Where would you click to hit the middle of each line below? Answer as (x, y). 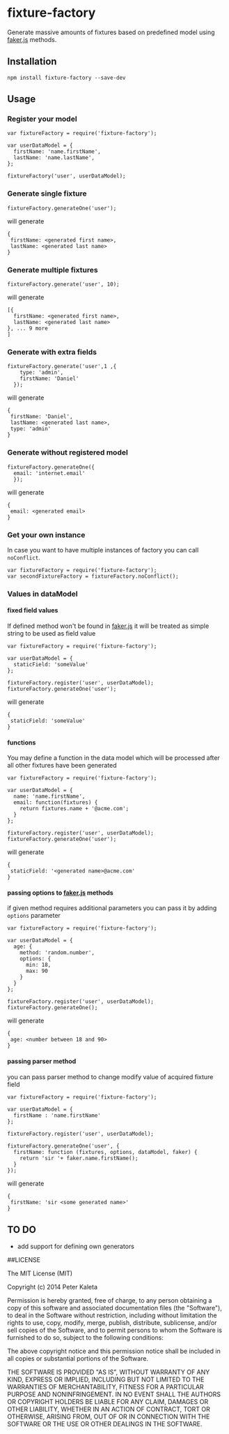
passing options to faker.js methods (60, 893)
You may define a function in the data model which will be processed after (114, 758)
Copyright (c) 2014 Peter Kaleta (53, 1287)
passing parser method (42, 1061)
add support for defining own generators (76, 1246)
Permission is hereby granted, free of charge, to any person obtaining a (110, 1301)
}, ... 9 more (28, 329)
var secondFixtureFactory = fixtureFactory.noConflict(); (93, 576)
